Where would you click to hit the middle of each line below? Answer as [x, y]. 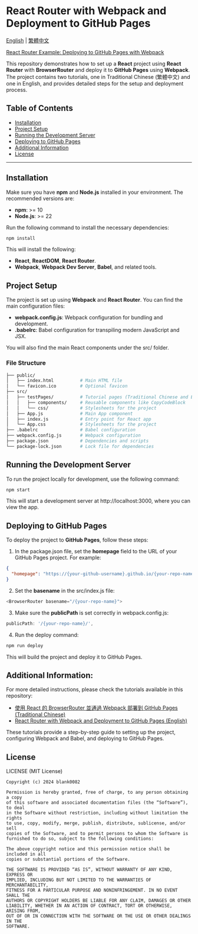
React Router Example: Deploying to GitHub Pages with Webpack [85, 52]
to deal [16, 808]
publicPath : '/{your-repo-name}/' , [50, 623]
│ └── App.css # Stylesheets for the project [82, 425]
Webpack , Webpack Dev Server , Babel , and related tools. [86, 267]
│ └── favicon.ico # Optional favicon [67, 386]
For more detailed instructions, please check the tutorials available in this [95, 689]
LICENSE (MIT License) [34, 771]
